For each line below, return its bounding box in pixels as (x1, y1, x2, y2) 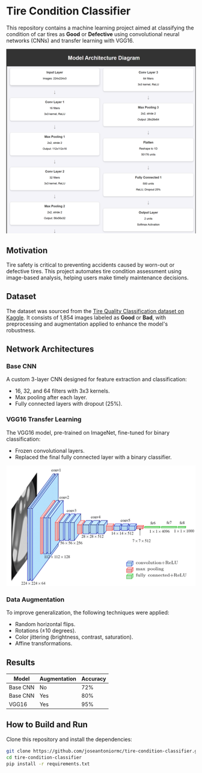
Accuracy (81, 675, 106, 682)
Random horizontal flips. (14, 621, 76, 628)
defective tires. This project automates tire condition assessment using (6, 267, 182, 275)
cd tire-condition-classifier (6, 754, 82, 760)
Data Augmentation (6, 595, 65, 604)
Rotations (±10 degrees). (14, 627, 76, 635)
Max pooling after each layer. (14, 394, 87, 401)
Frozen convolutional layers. (14, 447, 85, 454)
